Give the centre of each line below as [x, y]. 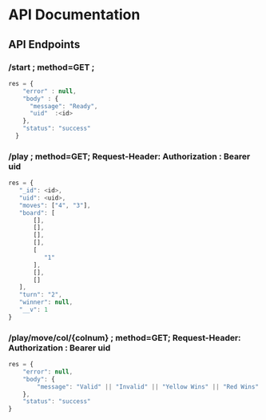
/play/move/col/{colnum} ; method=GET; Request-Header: [125, 337]
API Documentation [74, 15]
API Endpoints [44, 44]
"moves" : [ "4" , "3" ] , [55, 205]
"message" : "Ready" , [64, 106]
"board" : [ [37, 213]
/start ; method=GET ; [52, 67]
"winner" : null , [46, 302]
